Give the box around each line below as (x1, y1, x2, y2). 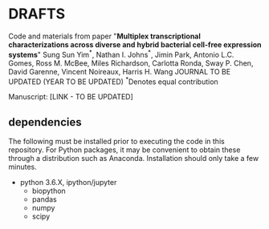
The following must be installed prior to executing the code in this (8, 137, 225, 147)
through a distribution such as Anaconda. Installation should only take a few (8, 154, 259, 163)
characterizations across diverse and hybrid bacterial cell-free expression (8, 39, 262, 49)
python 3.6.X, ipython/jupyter (19, 178, 117, 187)
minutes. (8, 162, 38, 172)
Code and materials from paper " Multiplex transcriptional (8, 31, 201, 41)
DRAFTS (8, 5, 66, 23)
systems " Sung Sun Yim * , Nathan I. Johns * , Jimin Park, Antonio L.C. (8, 48, 234, 59)
